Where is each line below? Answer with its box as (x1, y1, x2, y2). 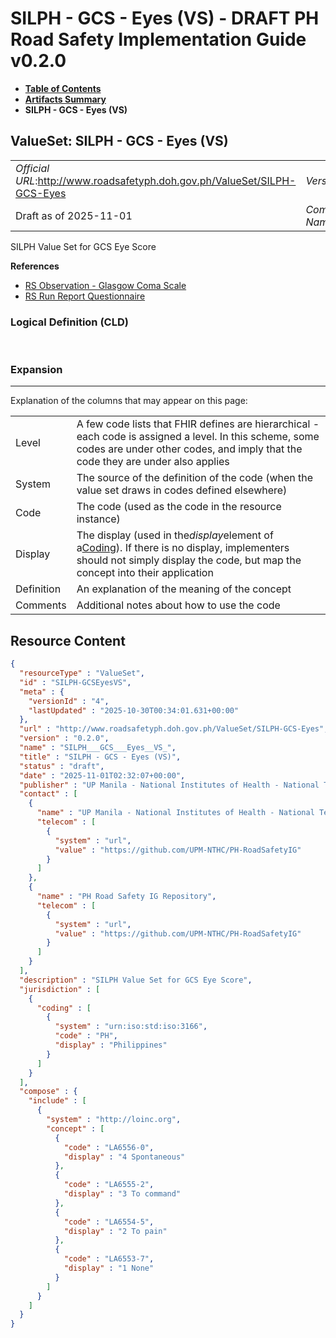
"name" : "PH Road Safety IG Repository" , (36, 892, 217, 902)
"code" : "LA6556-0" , (63, 1142, 155, 1152)
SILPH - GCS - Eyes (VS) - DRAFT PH (10, 7, 320, 30)
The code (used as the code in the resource (76, 500, 282, 514)
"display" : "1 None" (63, 1263, 155, 1274)
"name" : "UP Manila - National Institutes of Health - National (36, 808, 315, 818)
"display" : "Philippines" (54, 1040, 168, 1051)
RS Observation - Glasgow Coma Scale (24, 279, 187, 291)
